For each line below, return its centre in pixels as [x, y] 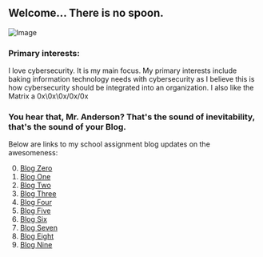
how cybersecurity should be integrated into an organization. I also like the [131, 88]
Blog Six [34, 219]
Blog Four [36, 203]
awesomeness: [33, 153]
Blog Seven [39, 228]
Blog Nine [36, 245]
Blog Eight [37, 236]
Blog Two [36, 185]
